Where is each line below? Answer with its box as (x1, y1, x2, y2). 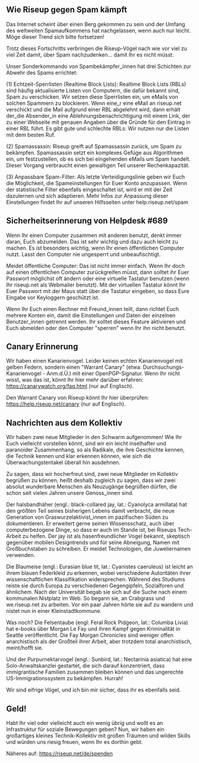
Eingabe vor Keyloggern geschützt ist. (6, 294, 100, 301)
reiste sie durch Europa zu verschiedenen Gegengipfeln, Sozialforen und (6, 582, 184, 589)
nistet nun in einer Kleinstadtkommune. (6, 608, 102, 615)
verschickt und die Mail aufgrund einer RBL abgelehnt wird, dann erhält (6, 105, 181, 113)
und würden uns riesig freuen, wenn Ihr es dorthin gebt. (6, 739, 143, 746)
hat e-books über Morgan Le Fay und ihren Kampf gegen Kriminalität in (6, 625, 181, 633)
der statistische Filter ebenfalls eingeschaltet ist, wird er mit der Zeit (6, 186, 173, 193)
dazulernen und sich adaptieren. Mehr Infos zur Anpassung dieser (6, 192, 168, 199)
